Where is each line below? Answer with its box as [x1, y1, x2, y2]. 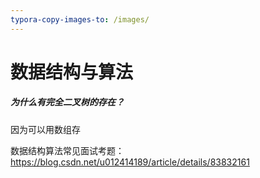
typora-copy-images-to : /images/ [10, 14, 150, 25]
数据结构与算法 [10, 61, 134, 83]
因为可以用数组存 [10, 123, 81, 135]
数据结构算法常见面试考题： [10, 144, 125, 156]
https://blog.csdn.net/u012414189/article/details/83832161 [10, 156, 250, 168]
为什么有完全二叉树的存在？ [10, 96, 125, 108]
